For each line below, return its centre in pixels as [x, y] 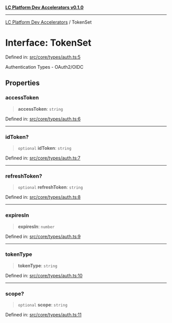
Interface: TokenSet [48, 43]
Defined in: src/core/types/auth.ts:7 [43, 158]
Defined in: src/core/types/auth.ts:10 [44, 275]
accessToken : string [40, 109]
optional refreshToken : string [50, 187]
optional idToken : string [45, 148]
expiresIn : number [36, 226]
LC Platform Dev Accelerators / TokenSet [49, 22]
